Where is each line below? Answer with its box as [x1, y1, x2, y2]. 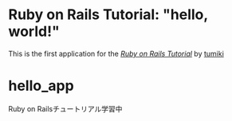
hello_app [8, 77, 74, 95]
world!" [8, 22, 60, 41]
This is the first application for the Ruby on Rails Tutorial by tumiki [8, 49, 225, 58]
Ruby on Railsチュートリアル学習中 [8, 103, 123, 113]
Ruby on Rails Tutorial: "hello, [8, 6, 209, 24]
